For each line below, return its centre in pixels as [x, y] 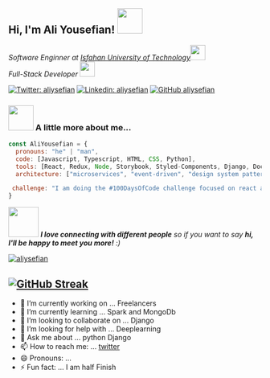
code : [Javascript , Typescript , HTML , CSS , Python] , [106, 159]
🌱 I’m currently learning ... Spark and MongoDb [98, 312]
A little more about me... [83, 127]
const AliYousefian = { [48, 144]
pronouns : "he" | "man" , [57, 151]
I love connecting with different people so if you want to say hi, [147, 235]
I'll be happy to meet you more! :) [64, 243]
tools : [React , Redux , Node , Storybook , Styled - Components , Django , [133, 166]
